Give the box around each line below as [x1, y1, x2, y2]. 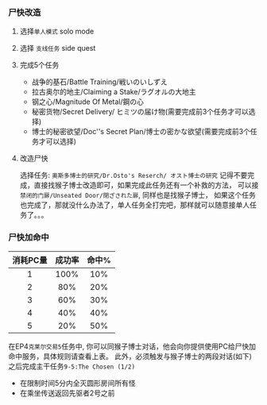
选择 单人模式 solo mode [19, 26, 95, 37]
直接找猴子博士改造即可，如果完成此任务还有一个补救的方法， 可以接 [33, 180, 259, 190]
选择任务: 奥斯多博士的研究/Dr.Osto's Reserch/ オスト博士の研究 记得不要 [19, 171, 248, 180]
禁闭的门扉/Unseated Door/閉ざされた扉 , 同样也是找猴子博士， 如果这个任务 [19, 191, 256, 200]
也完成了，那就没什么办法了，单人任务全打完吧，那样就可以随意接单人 [19, 200, 250, 210]
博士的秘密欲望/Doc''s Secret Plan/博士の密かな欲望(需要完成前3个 [31, 127, 250, 137]
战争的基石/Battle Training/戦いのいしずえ [31, 77, 168, 87]
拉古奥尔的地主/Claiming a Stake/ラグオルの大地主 [31, 87, 196, 97]
